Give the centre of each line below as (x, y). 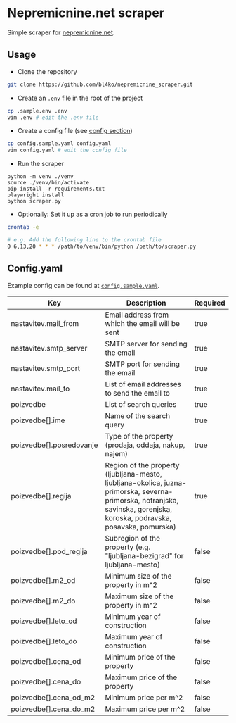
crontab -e (23, 227)
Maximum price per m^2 (145, 709)
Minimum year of (133, 616)
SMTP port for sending (143, 364)
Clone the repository (47, 71)
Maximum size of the (139, 596)
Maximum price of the (141, 677)
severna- (157, 491)
